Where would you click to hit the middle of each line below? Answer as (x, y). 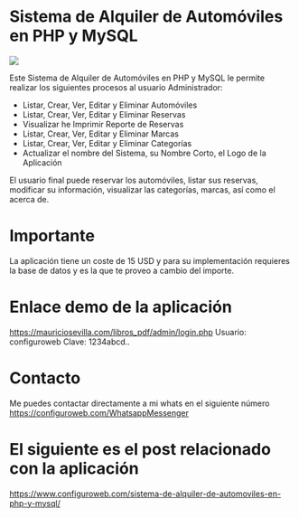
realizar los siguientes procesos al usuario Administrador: (116, 87)
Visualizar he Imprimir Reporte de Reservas (103, 124)
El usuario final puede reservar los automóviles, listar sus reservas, (134, 180)
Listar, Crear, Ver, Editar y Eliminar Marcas (100, 134)
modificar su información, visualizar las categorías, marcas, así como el (142, 189)
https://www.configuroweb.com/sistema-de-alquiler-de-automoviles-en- (145, 494)
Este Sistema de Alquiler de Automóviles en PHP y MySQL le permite (137, 78)
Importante (52, 236)
